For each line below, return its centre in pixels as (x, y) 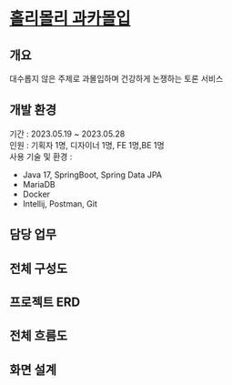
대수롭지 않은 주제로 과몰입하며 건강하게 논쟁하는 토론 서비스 (116, 79)
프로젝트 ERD (45, 302)
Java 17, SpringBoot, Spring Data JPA (92, 175)
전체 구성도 (39, 268)
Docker (36, 194)
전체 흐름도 (39, 336)
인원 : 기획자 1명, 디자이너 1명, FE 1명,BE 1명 (87, 145)
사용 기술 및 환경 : (41, 157)
